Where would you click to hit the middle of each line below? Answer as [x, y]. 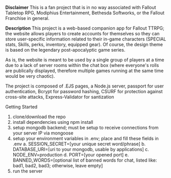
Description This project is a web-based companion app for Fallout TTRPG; [85, 28]
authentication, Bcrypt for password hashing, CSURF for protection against [84, 91]
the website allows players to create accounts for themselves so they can [82, 34]
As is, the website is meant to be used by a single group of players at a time [85, 60]
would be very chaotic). [30, 76]
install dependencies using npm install [53, 122]
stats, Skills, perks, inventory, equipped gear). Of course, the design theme [84, 44]
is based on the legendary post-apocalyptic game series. [65, 50]
